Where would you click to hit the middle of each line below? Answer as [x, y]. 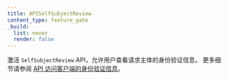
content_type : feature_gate [48, 20]
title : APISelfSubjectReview [49, 14]
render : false [34, 39]
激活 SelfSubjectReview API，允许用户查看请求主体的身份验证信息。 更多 [111, 60]
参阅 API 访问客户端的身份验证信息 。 [72, 69]
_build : [18, 26]
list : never [31, 33]
